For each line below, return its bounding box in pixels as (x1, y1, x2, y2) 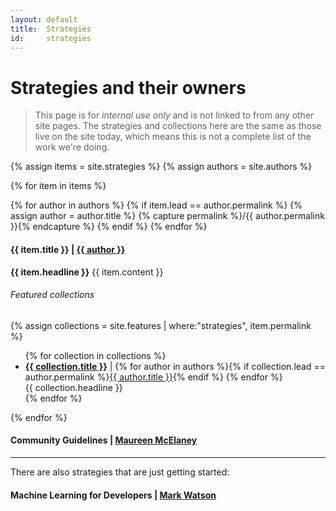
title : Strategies (10, 24, 92, 34)
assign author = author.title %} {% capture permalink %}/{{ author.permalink (10, 210, 325, 222)
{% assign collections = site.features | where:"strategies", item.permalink (10, 319, 312, 331)
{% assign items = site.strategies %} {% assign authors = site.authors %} (10, 161, 313, 173)
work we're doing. (34, 141, 110, 153)
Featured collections (10, 289, 95, 301)
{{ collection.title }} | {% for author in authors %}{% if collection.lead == (24, 360, 326, 372)
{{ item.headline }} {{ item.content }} (10, 266, 164, 278)
